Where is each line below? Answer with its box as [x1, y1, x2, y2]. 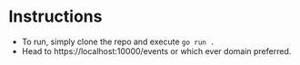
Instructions [8, 6, 103, 27]
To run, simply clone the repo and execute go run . [21, 36, 215, 47]
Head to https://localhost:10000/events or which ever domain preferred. [21, 45, 292, 56]
